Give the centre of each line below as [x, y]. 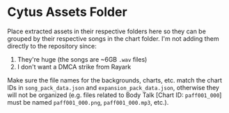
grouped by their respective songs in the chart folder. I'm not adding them [113, 38]
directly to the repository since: [52, 46]
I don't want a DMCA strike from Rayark [74, 67]
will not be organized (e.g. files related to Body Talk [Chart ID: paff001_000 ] [114, 95]
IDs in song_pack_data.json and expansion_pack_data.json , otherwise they [113, 87]
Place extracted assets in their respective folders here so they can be [107, 31]
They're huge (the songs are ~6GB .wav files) [82, 59]
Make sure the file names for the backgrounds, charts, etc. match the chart [115, 80]
